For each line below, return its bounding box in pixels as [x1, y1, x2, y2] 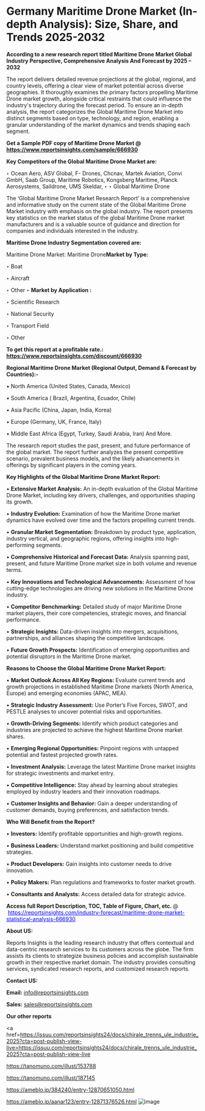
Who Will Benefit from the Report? [6, 818, 95, 825]
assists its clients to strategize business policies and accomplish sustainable [6, 952, 198, 959]
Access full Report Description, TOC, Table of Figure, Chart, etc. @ [6, 902, 179, 910]
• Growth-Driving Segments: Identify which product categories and [6, 720, 178, 727]
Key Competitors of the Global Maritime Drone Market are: [6, 157, 157, 165]
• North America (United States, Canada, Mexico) [6, 382, 131, 390]
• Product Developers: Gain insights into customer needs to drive [6, 860, 172, 867]
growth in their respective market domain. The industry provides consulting [6, 958, 196, 966]
